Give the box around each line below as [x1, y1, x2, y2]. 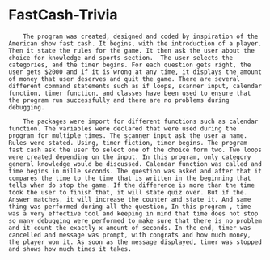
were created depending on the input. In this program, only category [8, 152, 251, 161]
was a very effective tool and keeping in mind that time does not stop [8, 209, 259, 218]
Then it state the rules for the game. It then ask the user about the [8, 46, 255, 54]
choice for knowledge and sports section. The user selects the [8, 53, 233, 62]
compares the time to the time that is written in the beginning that [8, 174, 251, 182]
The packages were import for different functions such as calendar [23, 117, 259, 126]
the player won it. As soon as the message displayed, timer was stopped [8, 237, 263, 246]
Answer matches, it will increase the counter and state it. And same [8, 195, 251, 203]
